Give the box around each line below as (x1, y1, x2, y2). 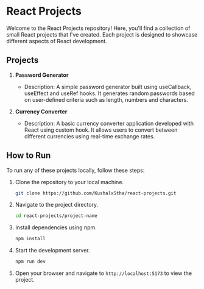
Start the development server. (15, 247, 90, 254)
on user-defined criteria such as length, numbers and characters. (24, 96, 189, 103)
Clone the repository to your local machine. (15, 178, 124, 185)
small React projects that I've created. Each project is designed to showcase (6, 30, 198, 38)
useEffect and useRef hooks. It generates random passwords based (24, 90, 195, 97)
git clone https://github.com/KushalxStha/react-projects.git (15, 190, 177, 196)
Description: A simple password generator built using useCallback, (24, 83, 192, 90)
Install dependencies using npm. (15, 224, 97, 231)
